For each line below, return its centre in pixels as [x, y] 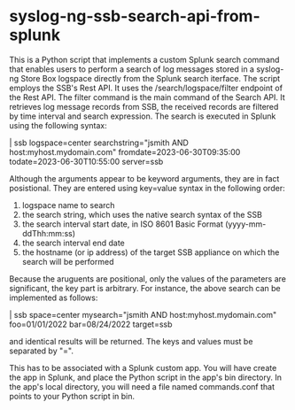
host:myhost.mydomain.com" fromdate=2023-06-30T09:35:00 [125, 151]
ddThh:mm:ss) [49, 233]
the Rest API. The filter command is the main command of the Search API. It [147, 97]
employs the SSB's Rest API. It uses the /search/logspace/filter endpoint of [146, 88]
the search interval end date [74, 243]
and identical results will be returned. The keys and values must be [131, 341]
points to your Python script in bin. [72, 396]
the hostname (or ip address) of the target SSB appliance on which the [151, 252]
